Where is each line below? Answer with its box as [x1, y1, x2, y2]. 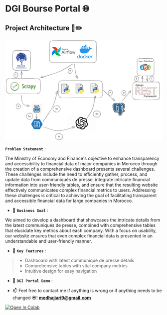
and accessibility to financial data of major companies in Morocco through [5, 161, 158, 167]
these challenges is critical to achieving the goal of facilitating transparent [5, 193, 157, 199]
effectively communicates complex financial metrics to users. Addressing [5, 187, 156, 193]
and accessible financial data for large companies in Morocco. [5, 198, 133, 204]
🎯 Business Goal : [12, 208, 48, 213]
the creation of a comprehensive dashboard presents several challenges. [5, 166, 156, 172]
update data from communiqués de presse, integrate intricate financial [5, 177, 150, 183]
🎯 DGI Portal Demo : [12, 278, 53, 284]
